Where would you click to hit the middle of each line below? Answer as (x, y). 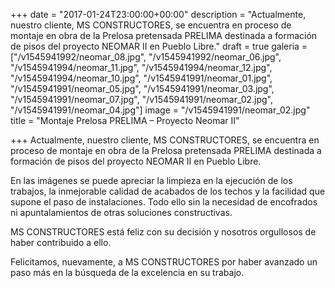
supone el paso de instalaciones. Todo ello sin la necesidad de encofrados (164, 202)
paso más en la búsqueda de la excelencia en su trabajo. (127, 272)
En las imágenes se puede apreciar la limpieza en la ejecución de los (151, 180)
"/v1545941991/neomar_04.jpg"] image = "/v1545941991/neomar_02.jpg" (160, 110)
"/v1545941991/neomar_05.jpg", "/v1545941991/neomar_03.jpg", (142, 88)
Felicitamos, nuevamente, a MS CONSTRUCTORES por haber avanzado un (164, 262)
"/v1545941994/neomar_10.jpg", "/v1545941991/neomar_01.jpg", (141, 78)
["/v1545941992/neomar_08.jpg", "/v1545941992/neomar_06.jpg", (146, 57)
